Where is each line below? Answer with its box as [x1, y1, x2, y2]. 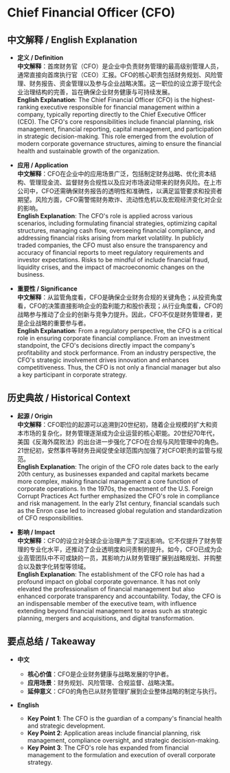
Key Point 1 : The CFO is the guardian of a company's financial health [27, 714, 222, 722]
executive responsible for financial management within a [40, 103, 200, 111]
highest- [191, 96, 216, 104]
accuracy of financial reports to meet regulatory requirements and [16, 248, 205, 256]
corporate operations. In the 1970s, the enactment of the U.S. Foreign [16, 484, 214, 493]
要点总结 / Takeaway [7, 635, 96, 648]
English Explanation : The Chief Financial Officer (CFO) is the [16, 96, 190, 104]
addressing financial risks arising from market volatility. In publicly [16, 234, 205, 242]
